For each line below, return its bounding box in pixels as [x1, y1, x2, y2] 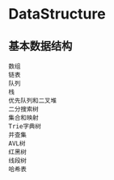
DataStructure [8, 5, 107, 23]
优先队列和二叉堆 [8, 97, 57, 105]
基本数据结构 [8, 39, 73, 52]
